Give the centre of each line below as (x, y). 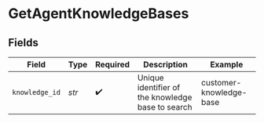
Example (227, 65)
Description (165, 65)
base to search (165, 107)
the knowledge (165, 97)
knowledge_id (37, 92)
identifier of (159, 87)
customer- (222, 83)
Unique (150, 78)
